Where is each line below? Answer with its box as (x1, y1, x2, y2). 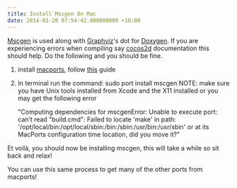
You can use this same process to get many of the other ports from (7, 165, 203, 173)
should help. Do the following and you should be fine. (7, 51, 163, 60)
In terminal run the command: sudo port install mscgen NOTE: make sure (17, 78, 230, 87)
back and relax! (7, 151, 52, 160)
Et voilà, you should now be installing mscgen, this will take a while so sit (7, 143, 219, 152)
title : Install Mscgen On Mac (7, 10, 97, 18)
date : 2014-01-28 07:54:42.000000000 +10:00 (7, 17, 141, 24)
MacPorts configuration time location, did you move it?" (17, 130, 180, 139)
